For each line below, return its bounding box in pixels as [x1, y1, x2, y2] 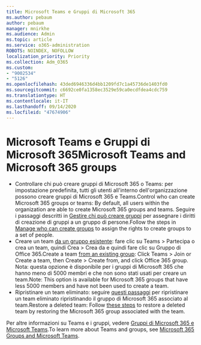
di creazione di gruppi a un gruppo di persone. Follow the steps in [14, 218, 176, 226]
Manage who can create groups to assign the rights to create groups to [14, 225, 191, 232]
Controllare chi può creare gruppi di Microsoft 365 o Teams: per [14, 181, 173, 188]
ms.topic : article [6, 37, 52, 43]
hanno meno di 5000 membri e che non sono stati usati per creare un [14, 269, 187, 277]
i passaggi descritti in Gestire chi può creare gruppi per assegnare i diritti [14, 212, 196, 220]
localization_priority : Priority [6, 53, 90, 59]
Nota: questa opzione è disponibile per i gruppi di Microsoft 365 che [14, 263, 184, 271]
